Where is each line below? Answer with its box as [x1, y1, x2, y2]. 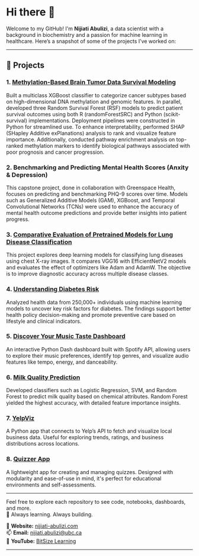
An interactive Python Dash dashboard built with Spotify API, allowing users [6, 345, 191, 352]
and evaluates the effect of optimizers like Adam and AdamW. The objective [6, 264, 191, 271]
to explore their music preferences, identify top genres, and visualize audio [6, 352, 189, 359]
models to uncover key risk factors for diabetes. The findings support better [6, 305, 191, 312]
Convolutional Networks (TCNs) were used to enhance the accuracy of [6, 203, 179, 210]
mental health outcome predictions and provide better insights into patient [6, 209, 187, 216]
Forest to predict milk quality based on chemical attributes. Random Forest [6, 393, 188, 400]
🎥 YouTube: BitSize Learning [6, 537, 76, 545]
